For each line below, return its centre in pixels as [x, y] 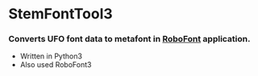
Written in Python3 [51, 56]
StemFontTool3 [60, 14]
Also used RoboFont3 [56, 65]
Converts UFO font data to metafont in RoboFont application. [129, 39]
